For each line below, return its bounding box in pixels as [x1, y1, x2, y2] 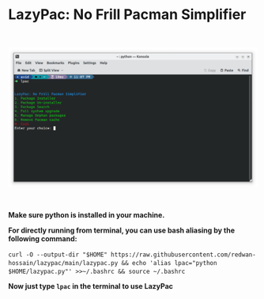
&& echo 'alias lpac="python [121, 259, 217, 267]
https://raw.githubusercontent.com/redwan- [110, 251, 257, 259]
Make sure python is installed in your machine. [8, 210, 165, 219]
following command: [8, 233, 77, 243]
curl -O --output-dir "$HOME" [8, 251, 108, 259]
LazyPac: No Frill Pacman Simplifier [8, 6, 247, 24]
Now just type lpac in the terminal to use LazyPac [8, 281, 174, 290]
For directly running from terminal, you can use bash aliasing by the [8, 225, 236, 235]
